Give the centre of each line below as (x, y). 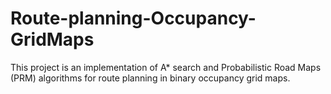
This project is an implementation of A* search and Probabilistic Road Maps (166, 67)
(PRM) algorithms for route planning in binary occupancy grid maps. (150, 78)
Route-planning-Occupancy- (133, 18)
